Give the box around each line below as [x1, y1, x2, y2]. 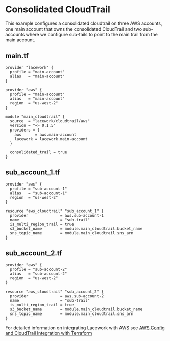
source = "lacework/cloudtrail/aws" [10, 118, 90, 123]
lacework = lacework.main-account [14, 136, 88, 141]
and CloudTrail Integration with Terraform [5, 330, 92, 336]
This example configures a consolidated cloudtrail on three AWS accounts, [5, 20, 162, 27]
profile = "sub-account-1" [10, 186, 67, 191]
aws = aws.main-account [14, 132, 77, 137]
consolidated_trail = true [10, 149, 67, 155]
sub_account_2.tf [5, 249, 62, 257]
